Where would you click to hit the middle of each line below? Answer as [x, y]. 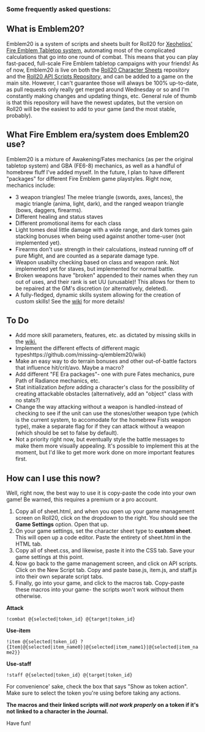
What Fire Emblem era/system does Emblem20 [98, 135]
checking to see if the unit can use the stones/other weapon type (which [107, 413]
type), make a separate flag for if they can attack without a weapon [100, 426]
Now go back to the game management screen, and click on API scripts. [106, 563]
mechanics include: [31, 185]
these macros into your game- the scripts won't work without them [99, 590]
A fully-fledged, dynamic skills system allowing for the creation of [98, 295]
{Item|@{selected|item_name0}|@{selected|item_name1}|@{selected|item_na [102, 647]
